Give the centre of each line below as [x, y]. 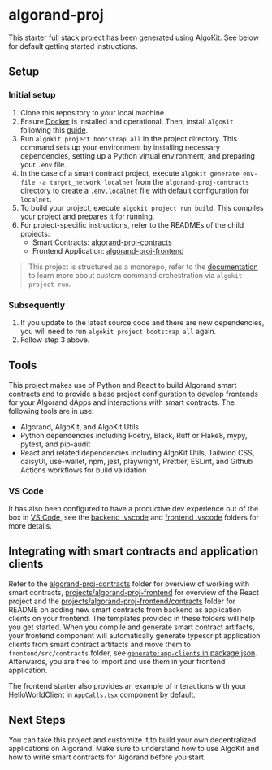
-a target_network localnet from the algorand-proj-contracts [144, 181]
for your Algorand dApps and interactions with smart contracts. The [122, 402]
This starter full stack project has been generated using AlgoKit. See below [134, 37]
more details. [30, 526]
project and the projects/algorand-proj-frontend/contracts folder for [122, 601]
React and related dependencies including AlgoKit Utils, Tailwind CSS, [137, 452]
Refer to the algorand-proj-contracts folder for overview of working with [129, 584]
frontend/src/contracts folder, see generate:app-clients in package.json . [133, 653]
